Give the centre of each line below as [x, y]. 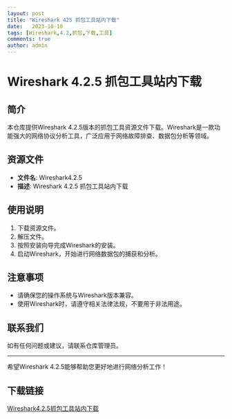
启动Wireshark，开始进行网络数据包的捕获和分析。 [89, 254]
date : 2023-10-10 [35, 26]
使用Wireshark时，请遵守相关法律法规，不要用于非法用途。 [101, 304]
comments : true [29, 39]
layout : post [26, 13]
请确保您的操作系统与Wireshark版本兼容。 [77, 295]
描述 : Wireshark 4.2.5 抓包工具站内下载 [73, 186]
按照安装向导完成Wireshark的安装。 [68, 245]
